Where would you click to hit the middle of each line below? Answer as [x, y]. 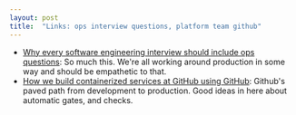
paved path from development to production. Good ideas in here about [155, 91]
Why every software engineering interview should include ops [138, 52]
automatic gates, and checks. [78, 100]
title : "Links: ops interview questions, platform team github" [135, 26]
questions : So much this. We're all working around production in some [154, 62]
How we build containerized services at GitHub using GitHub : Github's [154, 81]
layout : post [34, 18]
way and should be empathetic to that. [94, 71]
